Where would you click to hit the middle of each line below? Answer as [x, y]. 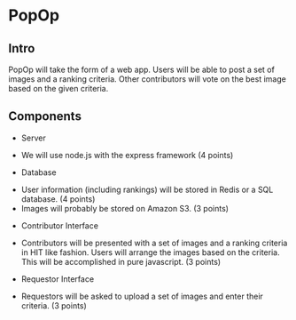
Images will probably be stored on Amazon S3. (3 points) [125, 208]
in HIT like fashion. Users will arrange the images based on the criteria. [150, 252]
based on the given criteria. [58, 88]
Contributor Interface [60, 225]
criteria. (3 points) [54, 305]
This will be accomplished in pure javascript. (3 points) [121, 261]
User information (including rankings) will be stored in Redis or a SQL [147, 189]
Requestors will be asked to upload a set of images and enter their [142, 296]
